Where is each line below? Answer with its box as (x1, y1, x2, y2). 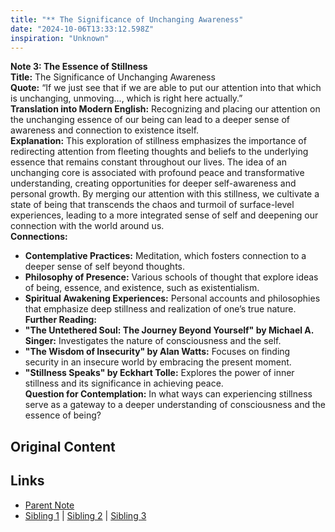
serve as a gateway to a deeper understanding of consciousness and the (24, 399, 326, 411)
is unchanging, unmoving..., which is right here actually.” (10, 92, 243, 105)
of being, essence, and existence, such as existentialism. (24, 282, 260, 294)
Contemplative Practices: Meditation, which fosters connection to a (24, 250, 307, 262)
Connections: (10, 231, 68, 243)
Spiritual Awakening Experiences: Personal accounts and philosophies (24, 292, 321, 305)
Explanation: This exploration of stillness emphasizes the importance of (10, 135, 307, 147)
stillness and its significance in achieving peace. (24, 377, 224, 390)
